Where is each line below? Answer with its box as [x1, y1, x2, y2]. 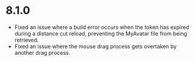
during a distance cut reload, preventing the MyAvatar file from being [14, 29, 188, 37]
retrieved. [14, 36, 39, 43]
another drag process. [14, 49, 70, 56]
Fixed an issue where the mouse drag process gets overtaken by [14, 43, 177, 50]
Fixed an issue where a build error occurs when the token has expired [14, 23, 190, 31]
